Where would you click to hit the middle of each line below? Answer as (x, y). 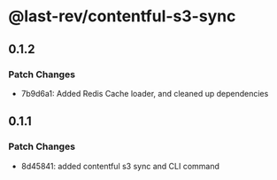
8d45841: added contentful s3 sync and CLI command (120, 166)
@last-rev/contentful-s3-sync (122, 16)
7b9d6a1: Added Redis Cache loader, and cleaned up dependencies (145, 93)
